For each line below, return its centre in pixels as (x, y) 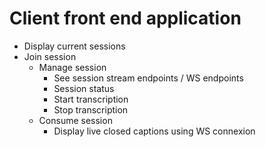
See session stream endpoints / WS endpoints (148, 78)
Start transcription (91, 99)
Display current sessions (74, 46)
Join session (50, 56)
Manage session (72, 67)
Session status (84, 88)
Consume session (75, 120)
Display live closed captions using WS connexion (154, 131)
